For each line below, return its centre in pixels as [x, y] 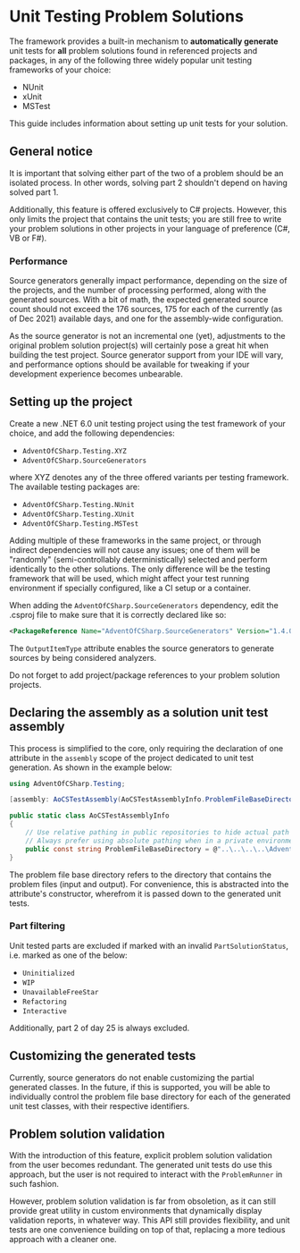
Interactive [44, 1011]
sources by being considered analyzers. [83, 657]
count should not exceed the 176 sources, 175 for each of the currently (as [146, 309]
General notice [51, 152]
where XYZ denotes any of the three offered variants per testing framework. [149, 477]
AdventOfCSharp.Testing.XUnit [79, 514]
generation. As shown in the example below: [91, 767]
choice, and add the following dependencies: [92, 433]
